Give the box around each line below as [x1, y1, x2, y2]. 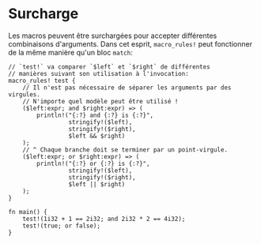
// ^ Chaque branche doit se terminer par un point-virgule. [22, 145, 228, 154]
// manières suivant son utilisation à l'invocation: [8, 69, 190, 77]
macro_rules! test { [8, 77, 77, 84]
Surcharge [8, 5, 79, 23]
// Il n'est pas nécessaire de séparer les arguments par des [22, 84, 232, 92]
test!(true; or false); [22, 222, 101, 230]
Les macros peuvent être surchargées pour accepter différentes [8, 31, 217, 40]
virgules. [8, 90, 41, 99]
